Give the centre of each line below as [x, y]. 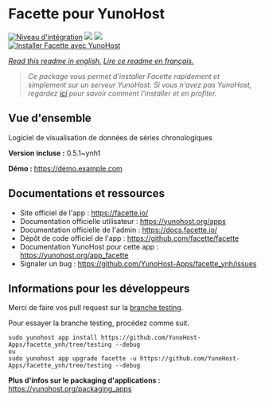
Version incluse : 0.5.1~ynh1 [55, 153]
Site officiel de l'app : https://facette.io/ [84, 213]
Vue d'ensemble [50, 118]
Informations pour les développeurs [99, 288]
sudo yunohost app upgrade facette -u [72, 359]
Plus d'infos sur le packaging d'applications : [84, 380]
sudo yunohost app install [53, 338]
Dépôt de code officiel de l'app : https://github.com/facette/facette [129, 238]
